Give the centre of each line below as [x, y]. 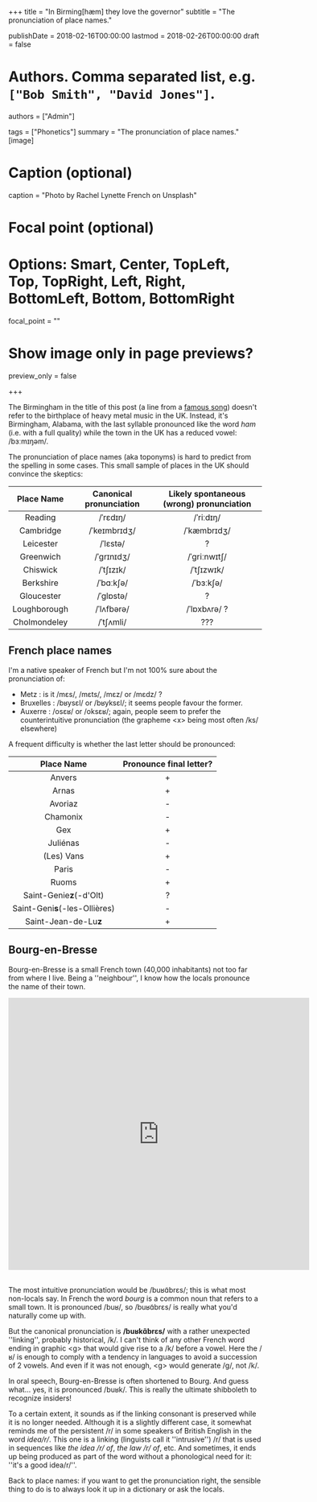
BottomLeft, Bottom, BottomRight [121, 299]
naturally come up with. [47, 1315]
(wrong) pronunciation [207, 504]
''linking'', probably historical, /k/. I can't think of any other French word [127, 1339]
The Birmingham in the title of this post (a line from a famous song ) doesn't [133, 406]
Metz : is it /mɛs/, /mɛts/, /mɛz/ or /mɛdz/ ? [91, 694]
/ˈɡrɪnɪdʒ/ [112, 556]
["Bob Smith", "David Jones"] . [112, 94]
